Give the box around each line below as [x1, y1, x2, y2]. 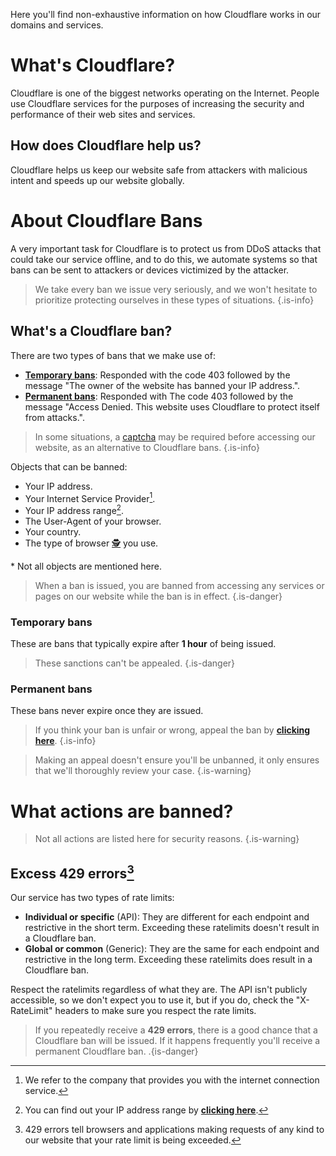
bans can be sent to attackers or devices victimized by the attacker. [10, 264, 290, 276]
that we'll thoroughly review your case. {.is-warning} [34, 765, 252, 777]
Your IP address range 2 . [24, 503, 124, 516]
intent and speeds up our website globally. [10, 174, 185, 186]
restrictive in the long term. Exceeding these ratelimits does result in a [24, 954, 313, 966]
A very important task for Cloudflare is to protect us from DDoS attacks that [10, 242, 322, 254]
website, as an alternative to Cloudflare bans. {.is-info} [34, 441, 260, 453]
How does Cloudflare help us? [10, 137, 202, 154]
